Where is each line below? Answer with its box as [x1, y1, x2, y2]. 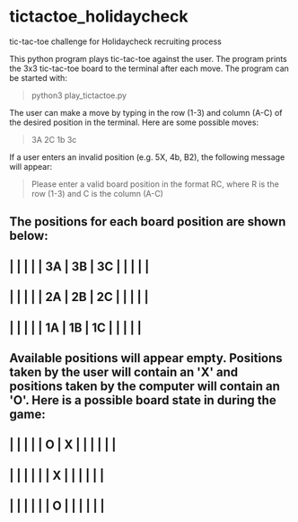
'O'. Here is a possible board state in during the [9, 393, 276, 408]
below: [9, 228, 48, 243]
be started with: [9, 72, 67, 83]
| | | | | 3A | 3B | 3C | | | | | [9, 259, 150, 274]
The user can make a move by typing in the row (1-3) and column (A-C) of [9, 107, 283, 118]
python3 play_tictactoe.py [31, 90, 127, 101]
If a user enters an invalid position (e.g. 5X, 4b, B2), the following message [9, 151, 285, 163]
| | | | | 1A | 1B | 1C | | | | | [9, 320, 142, 335]
